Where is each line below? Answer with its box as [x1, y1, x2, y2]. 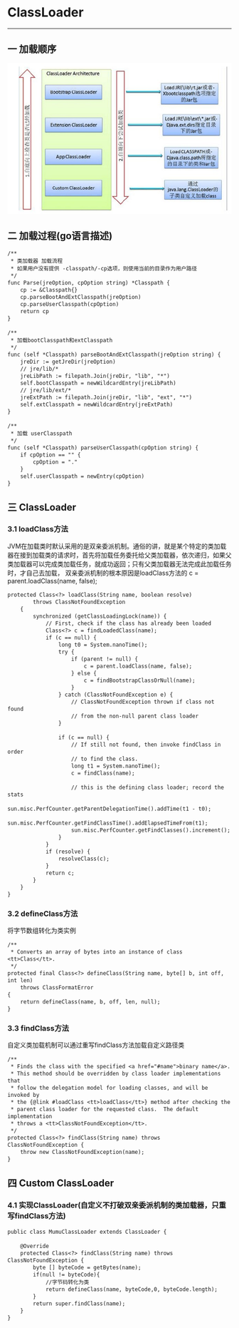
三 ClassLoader [7, 501, 77, 514]
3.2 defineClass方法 [7, 909, 78, 919]
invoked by [7, 1092, 40, 1099]
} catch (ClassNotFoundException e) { [58, 691, 174, 698]
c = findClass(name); [70, 770, 135, 777]
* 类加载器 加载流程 [10, 257, 63, 265]
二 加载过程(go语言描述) [7, 230, 112, 242]
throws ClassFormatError [20, 984, 94, 991]
